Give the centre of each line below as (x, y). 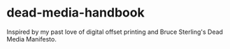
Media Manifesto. (31, 39)
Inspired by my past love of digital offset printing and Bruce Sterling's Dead (115, 32)
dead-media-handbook (76, 13)
